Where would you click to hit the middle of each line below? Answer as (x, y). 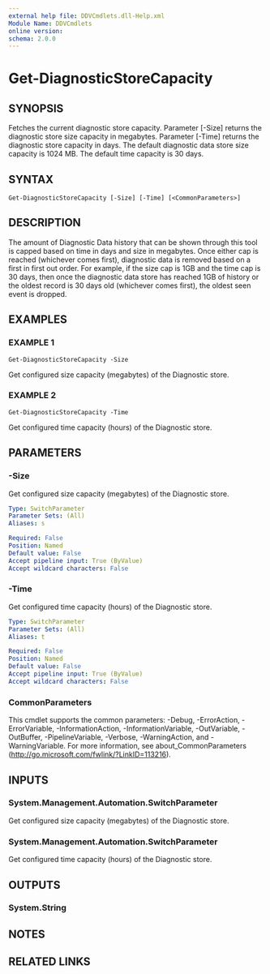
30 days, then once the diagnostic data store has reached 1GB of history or (134, 277)
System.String (38, 907)
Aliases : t (27, 637)
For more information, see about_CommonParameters (157, 746)
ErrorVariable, (32, 729)
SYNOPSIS (36, 108)
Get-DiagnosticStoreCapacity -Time (69, 412)
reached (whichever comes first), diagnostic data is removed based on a (130, 260)
